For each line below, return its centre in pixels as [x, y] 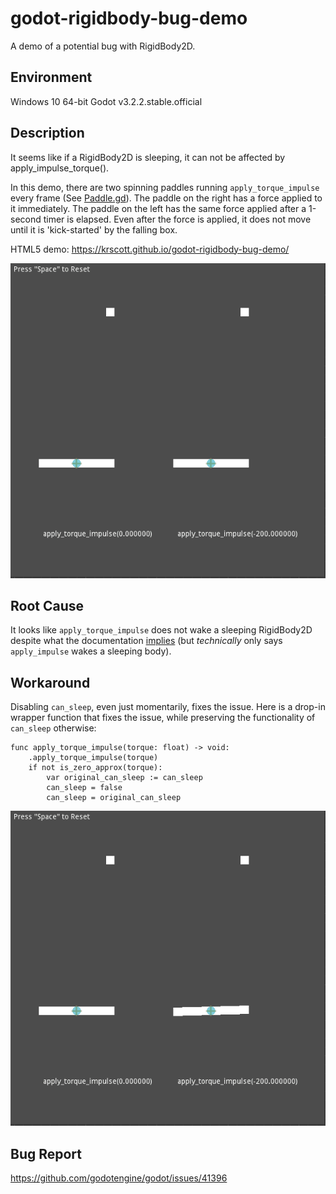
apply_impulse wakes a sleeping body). [91, 651]
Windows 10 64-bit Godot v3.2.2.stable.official [106, 101]
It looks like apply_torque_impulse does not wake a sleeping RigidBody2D [161, 630]
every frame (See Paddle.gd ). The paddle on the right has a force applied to [166, 198]
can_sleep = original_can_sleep [114, 798]
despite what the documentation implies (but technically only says [146, 641]
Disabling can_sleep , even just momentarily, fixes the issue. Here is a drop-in [168, 707]
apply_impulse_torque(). [60, 168]
